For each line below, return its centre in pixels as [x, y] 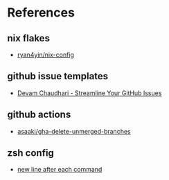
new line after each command [60, 170]
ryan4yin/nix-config [46, 54]
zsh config [30, 153]
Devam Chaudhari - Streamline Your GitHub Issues [89, 93]
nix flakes [29, 38]
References [41, 13]
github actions [39, 115]
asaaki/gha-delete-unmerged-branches [74, 131]
